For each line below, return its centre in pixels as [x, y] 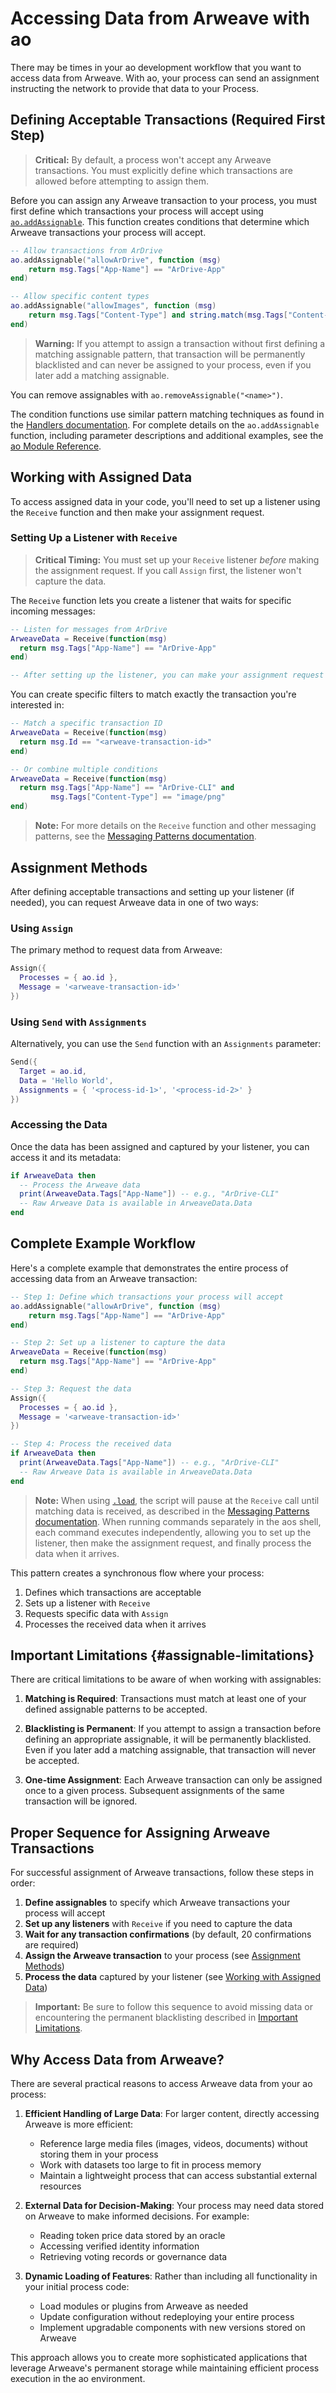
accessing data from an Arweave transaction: [104, 1278]
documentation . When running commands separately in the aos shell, [178, 1521]
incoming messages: [53, 611]
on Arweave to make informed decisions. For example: [137, 2216]
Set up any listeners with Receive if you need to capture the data [158, 1924]
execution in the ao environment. [78, 2379]
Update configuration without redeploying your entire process [167, 2317]
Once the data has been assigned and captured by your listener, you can [160, 1146]
